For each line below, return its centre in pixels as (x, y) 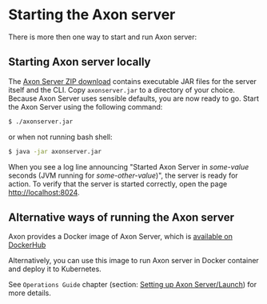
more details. (30, 293)
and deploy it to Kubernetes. (55, 269)
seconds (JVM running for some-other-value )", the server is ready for (123, 175)
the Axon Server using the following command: (86, 106)
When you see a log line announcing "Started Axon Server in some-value (129, 166)
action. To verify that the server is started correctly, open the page (118, 184)
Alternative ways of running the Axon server (121, 217)
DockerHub (27, 245)
